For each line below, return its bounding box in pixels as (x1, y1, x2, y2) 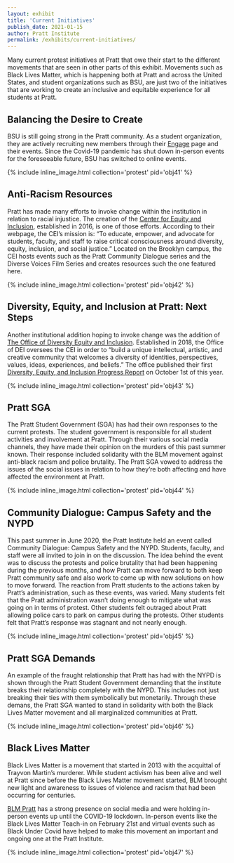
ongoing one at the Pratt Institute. (7, 834, 104, 843)
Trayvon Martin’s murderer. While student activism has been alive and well (7, 768, 222, 777)
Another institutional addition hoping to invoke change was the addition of (7, 330, 221, 339)
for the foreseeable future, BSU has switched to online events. (7, 154, 187, 162)
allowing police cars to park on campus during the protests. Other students (7, 611, 224, 619)
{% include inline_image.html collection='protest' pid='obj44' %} (7, 486, 195, 495)
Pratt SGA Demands (7, 652, 96, 664)
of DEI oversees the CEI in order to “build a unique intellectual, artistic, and (7, 345, 223, 353)
